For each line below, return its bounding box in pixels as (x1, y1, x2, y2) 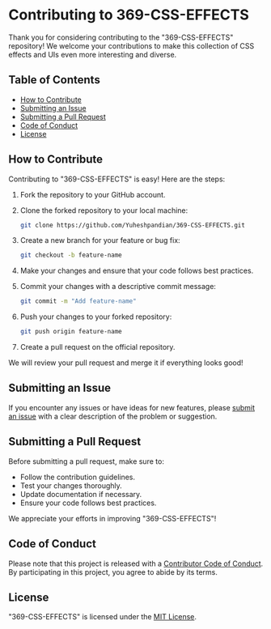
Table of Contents (8, 73, 101, 87)
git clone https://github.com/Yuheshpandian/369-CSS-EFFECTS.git (19, 221, 245, 229)
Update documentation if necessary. (19, 489, 142, 499)
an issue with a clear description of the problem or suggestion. (8, 411, 218, 421)
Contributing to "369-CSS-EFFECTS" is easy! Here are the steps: (8, 174, 226, 184)
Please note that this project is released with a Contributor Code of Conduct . (8, 559, 264, 568)
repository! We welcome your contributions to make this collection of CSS (8, 40, 255, 50)
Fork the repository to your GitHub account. (19, 189, 166, 199)
